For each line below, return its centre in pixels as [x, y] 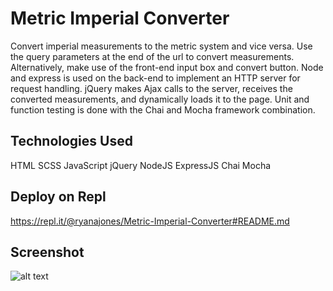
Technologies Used [71, 141]
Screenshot [47, 252]
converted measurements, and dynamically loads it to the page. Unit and [160, 99]
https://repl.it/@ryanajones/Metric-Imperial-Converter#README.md [150, 221]
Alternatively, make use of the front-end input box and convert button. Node [167, 67]
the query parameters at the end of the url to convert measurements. [152, 56]
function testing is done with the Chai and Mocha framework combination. [163, 109]
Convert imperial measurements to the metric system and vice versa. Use [161, 46]
